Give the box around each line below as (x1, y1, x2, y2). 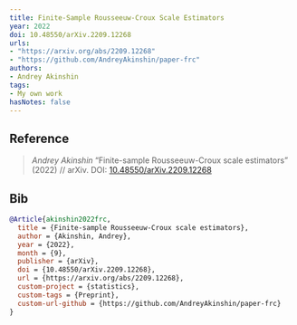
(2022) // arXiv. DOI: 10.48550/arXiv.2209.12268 (31, 165, 213, 176)
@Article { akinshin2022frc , (9, 215, 111, 224)
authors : (9, 64, 43, 73)
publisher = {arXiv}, (17, 257, 100, 266)
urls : (9, 38, 30, 48)
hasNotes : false (9, 97, 71, 107)
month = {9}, (17, 248, 67, 258)
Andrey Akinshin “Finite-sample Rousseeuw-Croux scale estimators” (31, 155, 288, 166)
